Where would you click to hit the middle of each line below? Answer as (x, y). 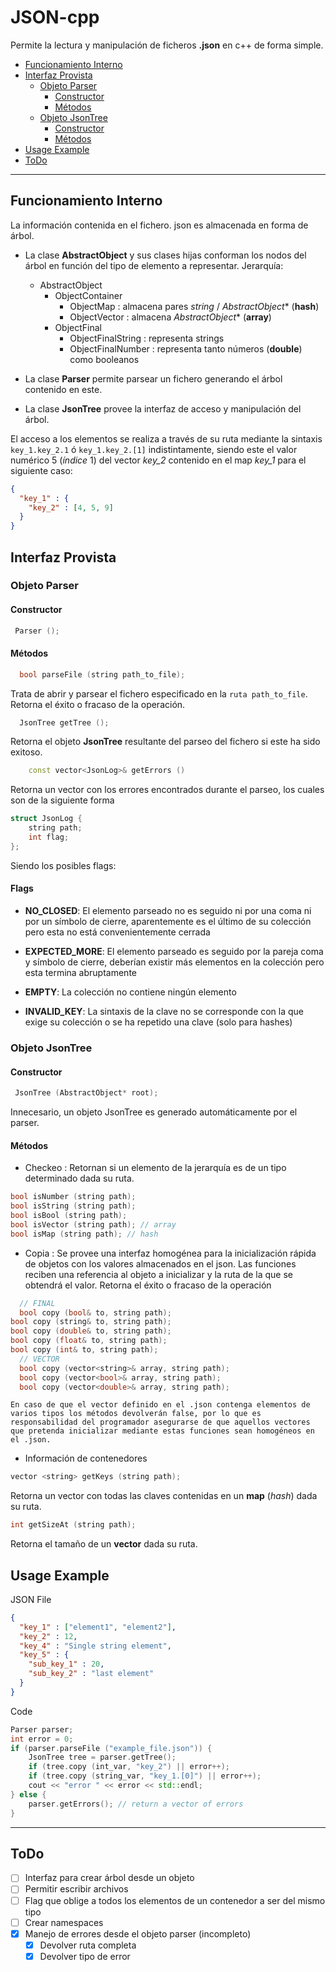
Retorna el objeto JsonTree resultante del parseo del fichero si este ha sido (165, 742)
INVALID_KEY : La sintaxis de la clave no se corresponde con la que (164, 1012)
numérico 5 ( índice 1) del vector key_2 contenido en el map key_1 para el (158, 460)
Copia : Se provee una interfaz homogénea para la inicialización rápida (170, 1253)
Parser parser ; (42, 1729)
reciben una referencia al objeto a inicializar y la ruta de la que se (158, 1274)
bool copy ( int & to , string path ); (84, 1350)
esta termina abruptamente (80, 973)
